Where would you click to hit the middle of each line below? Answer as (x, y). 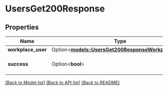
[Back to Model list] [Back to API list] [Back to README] (62, 82)
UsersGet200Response (55, 9)
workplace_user (27, 49)
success (18, 64)
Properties (22, 27)
